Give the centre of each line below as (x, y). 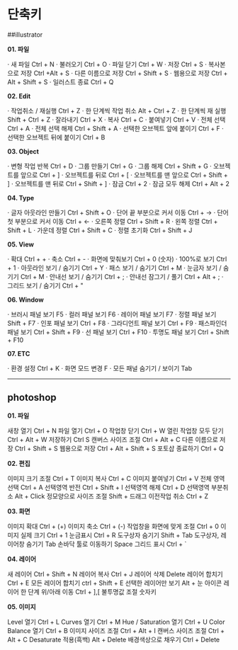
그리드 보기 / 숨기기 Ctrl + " (45, 285)
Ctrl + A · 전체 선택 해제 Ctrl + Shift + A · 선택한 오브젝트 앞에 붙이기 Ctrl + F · (116, 128)
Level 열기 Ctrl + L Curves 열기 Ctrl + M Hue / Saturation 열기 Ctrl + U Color (116, 622)
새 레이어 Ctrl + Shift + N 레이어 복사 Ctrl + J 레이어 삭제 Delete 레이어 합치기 (115, 574)
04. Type (21, 198)
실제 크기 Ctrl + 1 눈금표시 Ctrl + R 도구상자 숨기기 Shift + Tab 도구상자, (120, 535)
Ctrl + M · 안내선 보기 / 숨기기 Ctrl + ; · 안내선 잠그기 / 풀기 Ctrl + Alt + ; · (122, 276)
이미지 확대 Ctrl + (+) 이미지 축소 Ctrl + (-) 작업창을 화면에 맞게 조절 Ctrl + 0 (113, 526)
